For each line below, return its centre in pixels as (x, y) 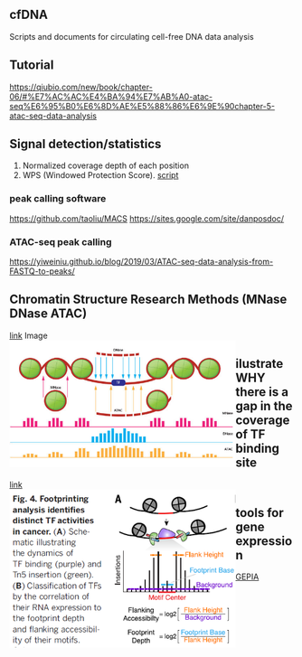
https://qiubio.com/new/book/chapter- (81, 87)
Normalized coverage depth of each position (106, 165)
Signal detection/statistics (85, 144)
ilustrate (260, 364)
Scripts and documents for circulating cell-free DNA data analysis (132, 36)
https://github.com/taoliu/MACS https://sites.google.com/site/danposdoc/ (147, 218)
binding (258, 449)
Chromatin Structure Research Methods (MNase (148, 300)
